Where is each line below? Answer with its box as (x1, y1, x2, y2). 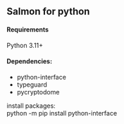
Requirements (6, 25, 49, 34)
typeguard (16, 80, 47, 89)
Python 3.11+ (6, 41, 44, 49)
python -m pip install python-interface (6, 108, 118, 117)
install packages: (6, 101, 56, 110)
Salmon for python (6, 6, 90, 18)
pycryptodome (16, 87, 60, 96)
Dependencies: (6, 57, 53, 66)
